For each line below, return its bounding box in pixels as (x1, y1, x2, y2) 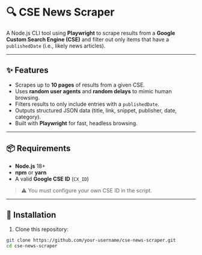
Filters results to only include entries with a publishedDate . (14, 100, 160, 108)
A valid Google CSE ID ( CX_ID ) (14, 175, 89, 182)
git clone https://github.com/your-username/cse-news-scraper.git (6, 238, 176, 244)
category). (14, 113, 41, 120)
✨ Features (6, 65, 49, 76)
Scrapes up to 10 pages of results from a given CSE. (14, 81, 145, 88)
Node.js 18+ (14, 162, 46, 170)
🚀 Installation (6, 209, 57, 220)
